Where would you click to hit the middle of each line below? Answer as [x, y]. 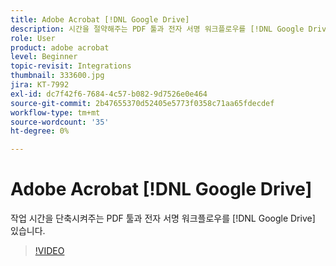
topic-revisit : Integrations [71, 66]
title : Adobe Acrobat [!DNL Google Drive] [100, 19]
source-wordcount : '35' [60, 122]
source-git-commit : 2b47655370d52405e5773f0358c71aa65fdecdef [142, 103]
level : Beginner [44, 57]
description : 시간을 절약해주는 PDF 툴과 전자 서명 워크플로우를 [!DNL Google [157, 29]
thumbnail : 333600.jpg [57, 76]
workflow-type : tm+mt [55, 112]
